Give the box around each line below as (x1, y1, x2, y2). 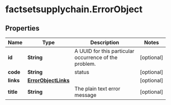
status (74, 69, 90, 75)
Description (90, 39, 120, 46)
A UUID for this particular (74, 47, 135, 55)
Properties (5, 24, 40, 33)
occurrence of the (74, 54, 118, 61)
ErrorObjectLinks (27, 77, 70, 84)
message (74, 92, 97, 98)
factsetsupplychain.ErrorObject (5, 4, 143, 15)
